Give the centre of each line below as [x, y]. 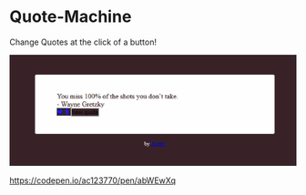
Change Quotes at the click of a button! [83, 42]
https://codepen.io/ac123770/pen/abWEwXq [92, 180]
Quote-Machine [71, 17]
